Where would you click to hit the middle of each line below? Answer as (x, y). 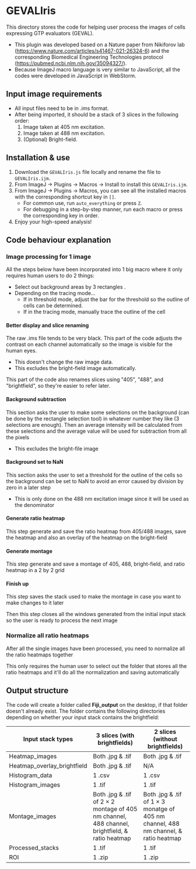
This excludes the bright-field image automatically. (75, 368)
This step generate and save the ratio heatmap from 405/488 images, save (96, 532)
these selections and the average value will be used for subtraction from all (96, 431)
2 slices (165, 731)
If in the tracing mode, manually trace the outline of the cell (94, 312)
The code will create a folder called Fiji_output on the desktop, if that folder (97, 704)
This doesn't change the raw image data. (64, 362)
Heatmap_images (33, 756)
